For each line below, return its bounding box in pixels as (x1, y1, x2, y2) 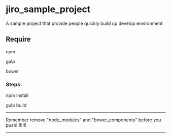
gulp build (6, 102, 27, 109)
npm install (6, 92, 29, 98)
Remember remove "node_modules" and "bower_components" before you (6, 117, 161, 123)
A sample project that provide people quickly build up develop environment (6, 20, 163, 26)
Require (6, 35, 31, 44)
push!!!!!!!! (6, 122, 27, 128)
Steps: (6, 81, 22, 88)
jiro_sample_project (6, 4, 91, 15)
